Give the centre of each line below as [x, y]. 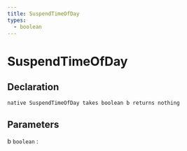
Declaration [33, 87]
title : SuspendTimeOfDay [43, 14]
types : [17, 20]
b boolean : [23, 141]
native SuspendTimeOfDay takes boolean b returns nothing [93, 103]
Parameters [33, 124]
